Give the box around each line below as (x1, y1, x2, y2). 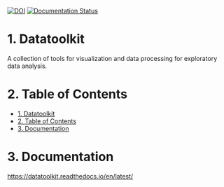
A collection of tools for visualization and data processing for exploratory (7, 54, 218, 62)
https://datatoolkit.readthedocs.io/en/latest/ (7, 172, 134, 180)
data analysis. (7, 62, 48, 70)
